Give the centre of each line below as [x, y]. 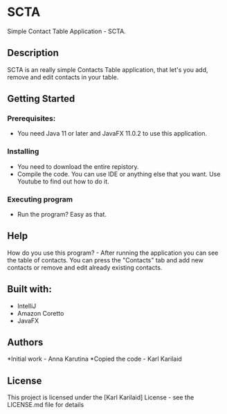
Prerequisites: [31, 118]
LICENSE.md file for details [46, 405]
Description [33, 53]
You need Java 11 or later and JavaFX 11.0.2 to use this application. [112, 134]
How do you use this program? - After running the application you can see [113, 253]
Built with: [29, 289]
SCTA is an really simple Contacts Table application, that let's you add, [108, 69]
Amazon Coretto [40, 313]
